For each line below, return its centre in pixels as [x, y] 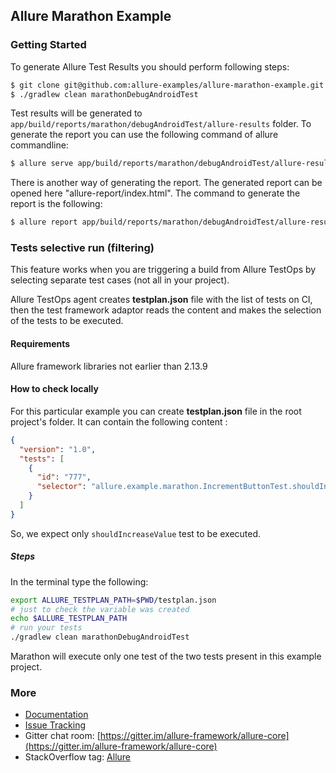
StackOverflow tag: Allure [78, 757]
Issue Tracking [55, 725]
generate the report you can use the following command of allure [144, 135]
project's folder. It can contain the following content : [119, 421]
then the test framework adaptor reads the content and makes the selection [166, 310]
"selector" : [61, 487]
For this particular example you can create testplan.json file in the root [156, 411]
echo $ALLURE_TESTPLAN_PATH [69, 619]
